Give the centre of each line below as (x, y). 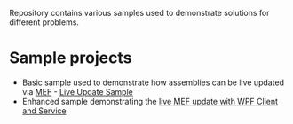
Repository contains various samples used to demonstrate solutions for (139, 13)
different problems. (44, 22)
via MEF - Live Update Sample (77, 91)
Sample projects (71, 58)
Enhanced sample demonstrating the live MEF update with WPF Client (150, 101)
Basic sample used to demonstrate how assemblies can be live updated (153, 82)
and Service (44, 111)
